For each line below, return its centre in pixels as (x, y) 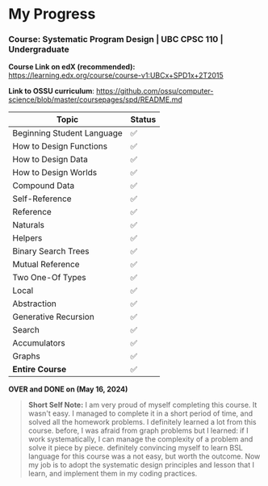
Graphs (26, 356)
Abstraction (34, 304)
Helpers (27, 238)
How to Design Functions (60, 146)
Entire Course (40, 370)
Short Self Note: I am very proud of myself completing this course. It (142, 405)
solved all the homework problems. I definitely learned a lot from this (142, 422)
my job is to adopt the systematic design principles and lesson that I (141, 465)
